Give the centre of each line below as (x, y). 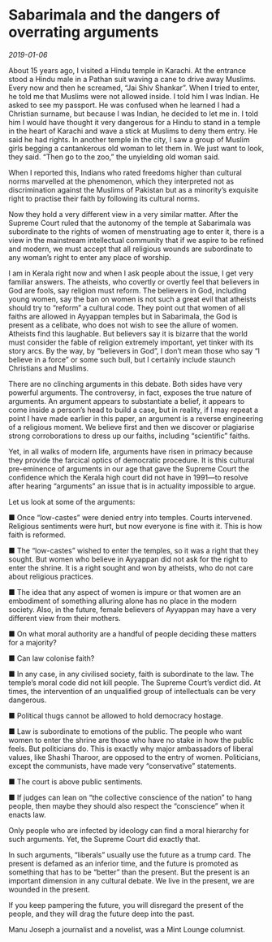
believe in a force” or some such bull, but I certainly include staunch (122, 359)
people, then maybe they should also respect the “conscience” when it (127, 805)
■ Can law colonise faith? (52, 658)
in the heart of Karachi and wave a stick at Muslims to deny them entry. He (133, 131)
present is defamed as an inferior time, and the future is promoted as (123, 863)
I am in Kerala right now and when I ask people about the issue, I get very (131, 273)
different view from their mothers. (65, 618)
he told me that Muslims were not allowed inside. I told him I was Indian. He (134, 96)
